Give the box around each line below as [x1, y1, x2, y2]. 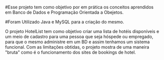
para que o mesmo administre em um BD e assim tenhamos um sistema [5, 39, 150, 45]
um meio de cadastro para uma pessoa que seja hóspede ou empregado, [5, 34, 154, 39]
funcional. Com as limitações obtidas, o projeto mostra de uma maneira [5, 44, 150, 50]
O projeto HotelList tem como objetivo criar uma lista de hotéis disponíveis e [5, 29, 160, 34]
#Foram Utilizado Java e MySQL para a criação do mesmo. [5, 19, 124, 25]
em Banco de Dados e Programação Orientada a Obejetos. [5, 9, 124, 15]
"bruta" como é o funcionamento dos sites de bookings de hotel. [5, 49, 136, 55]
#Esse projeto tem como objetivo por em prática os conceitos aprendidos [5, 4, 154, 10]
